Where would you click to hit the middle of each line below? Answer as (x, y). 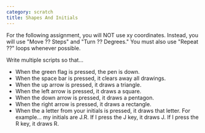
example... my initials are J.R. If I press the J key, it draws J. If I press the (107, 117)
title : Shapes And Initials (42, 18)
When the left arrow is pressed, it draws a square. (78, 91)
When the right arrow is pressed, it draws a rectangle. (83, 104)
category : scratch (30, 12)
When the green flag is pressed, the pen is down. (77, 71)
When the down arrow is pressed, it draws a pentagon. (85, 98)
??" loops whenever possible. (44, 48)
